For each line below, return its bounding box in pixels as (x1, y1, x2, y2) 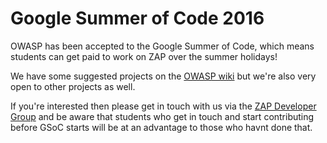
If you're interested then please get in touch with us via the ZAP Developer (10, 100, 317, 112)
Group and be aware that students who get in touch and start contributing (10, 110, 315, 122)
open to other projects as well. (10, 80, 136, 92)
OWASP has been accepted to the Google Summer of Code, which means (10, 40, 315, 52)
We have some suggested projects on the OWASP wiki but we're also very (10, 70, 317, 82)
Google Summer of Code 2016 (10, 7, 265, 30)
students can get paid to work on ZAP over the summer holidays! (10, 50, 278, 62)
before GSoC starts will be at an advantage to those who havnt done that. (10, 121, 313, 133)
